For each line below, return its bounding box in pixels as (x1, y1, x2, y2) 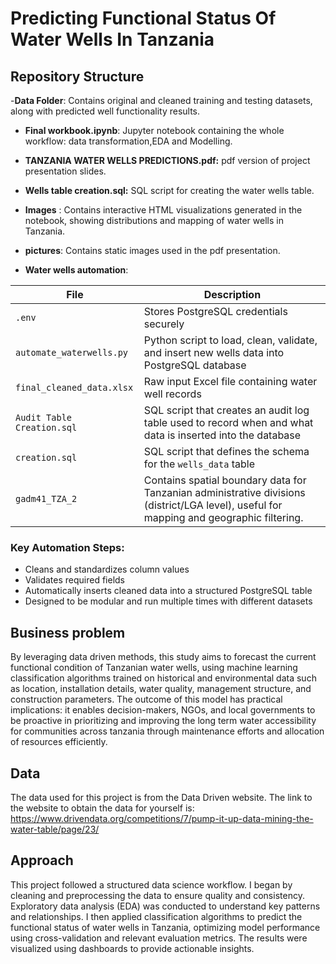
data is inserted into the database (143, 428, 302, 442)
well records (143, 387, 202, 401)
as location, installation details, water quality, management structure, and (10, 683, 312, 695)
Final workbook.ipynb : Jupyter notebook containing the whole (24, 125, 285, 136)
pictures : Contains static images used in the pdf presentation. (24, 245, 281, 256)
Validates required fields (24, 574, 125, 586)
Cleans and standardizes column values (24, 563, 190, 576)
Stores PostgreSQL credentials (143, 305, 288, 318)
